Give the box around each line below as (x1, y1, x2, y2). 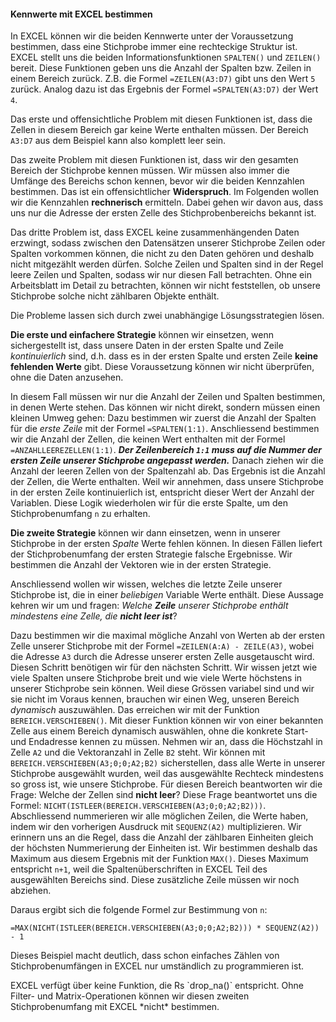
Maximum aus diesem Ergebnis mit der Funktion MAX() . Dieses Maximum (10, 853, 309, 865)
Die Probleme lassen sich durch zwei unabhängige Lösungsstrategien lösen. (10, 310, 325, 322)
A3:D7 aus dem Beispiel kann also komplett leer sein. (10, 135, 227, 147)
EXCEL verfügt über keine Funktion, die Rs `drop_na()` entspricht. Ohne (10, 980, 304, 992)
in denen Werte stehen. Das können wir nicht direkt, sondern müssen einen (10, 401, 321, 414)
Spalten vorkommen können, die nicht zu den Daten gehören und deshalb (10, 248, 315, 260)
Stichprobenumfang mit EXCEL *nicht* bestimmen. (10, 1001, 220, 1013)
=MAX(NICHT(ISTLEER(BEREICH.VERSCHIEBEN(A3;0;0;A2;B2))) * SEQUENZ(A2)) (10, 923, 320, 934)
